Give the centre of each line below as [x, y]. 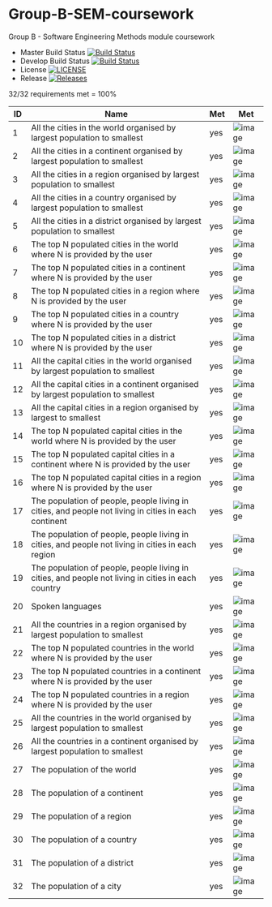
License [33, 69]
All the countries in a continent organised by [115, 741]
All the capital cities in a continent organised [115, 384]
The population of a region [81, 816]
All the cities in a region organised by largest [115, 174]
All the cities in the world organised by [104, 127]
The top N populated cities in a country [105, 314]
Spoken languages [67, 606]
